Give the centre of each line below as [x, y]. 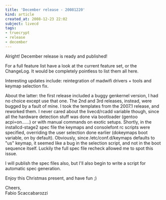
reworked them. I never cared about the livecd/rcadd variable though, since [82, 111]
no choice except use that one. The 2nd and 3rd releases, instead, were [79, 101]
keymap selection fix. [27, 86]
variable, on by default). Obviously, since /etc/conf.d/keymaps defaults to [80, 137]
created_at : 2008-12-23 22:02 [36, 19]
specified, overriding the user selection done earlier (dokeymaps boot [76, 133]
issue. [11, 153]
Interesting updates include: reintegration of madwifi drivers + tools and [79, 80]
